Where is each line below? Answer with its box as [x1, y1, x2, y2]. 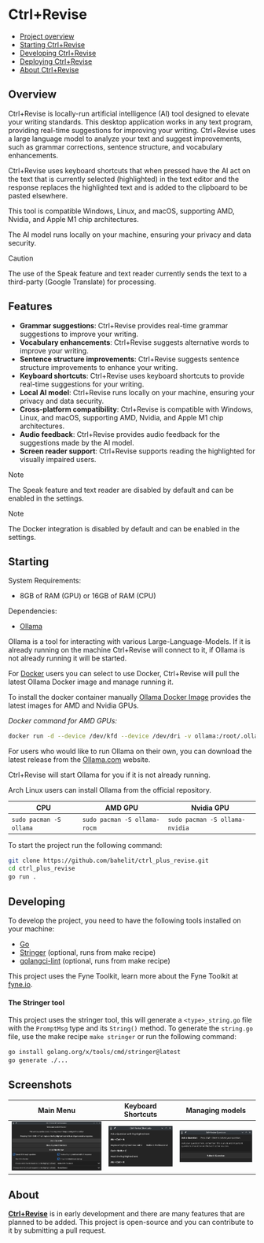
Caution [8, 253, 34, 263]
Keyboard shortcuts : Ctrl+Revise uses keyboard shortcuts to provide [19, 371, 245, 380]
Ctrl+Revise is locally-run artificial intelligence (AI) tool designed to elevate [8, 109, 250, 118]
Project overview [19, 31, 75, 41]
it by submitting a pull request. [8, 1226, 106, 1235]
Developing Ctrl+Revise [19, 48, 97, 57]
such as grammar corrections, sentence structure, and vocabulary [8, 142, 222, 151]
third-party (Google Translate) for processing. [8, 277, 156, 287]
